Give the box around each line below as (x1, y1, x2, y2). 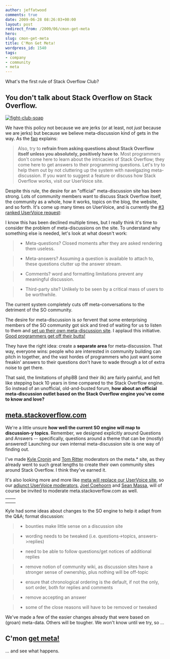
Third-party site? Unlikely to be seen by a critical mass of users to (25, 286, 164, 292)
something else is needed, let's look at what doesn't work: (5, 230, 128, 236)
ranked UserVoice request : (5, 209, 62, 215)
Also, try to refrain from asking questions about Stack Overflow (17, 145, 154, 151)
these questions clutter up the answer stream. (25, 261, 122, 267)
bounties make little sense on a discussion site (25, 523, 123, 529)
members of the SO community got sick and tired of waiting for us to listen (5, 322, 162, 328)
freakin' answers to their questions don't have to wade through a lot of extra (5, 359, 165, 365)
